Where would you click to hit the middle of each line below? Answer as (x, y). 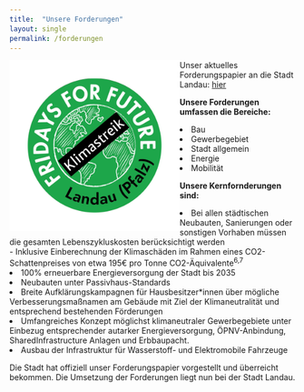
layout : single (38, 29)
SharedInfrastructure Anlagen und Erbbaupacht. (99, 340)
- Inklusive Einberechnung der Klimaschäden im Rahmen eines (126, 252)
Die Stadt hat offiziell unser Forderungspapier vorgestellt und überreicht (144, 367)
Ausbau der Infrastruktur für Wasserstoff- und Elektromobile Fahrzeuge (155, 350)
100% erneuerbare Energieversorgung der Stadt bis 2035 (128, 273)
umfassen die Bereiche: (226, 112)
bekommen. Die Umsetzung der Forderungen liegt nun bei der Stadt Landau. (152, 377)
